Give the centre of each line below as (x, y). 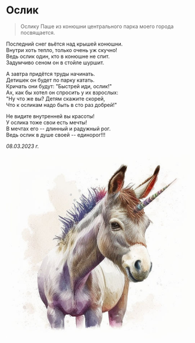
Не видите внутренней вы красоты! (50, 116)
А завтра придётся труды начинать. (51, 74)
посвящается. (38, 32)
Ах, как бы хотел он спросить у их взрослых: (62, 92)
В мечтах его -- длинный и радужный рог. (58, 129)
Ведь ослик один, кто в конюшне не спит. (58, 56)
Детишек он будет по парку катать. (51, 80)
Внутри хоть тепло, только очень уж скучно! (62, 50)
